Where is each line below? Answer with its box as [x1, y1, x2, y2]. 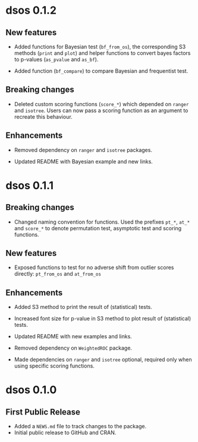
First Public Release [5, 407, 81, 417]
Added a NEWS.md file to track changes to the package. [14, 423, 147, 430]
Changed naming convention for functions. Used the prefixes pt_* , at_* [14, 218, 190, 225]
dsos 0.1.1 [5, 178, 54, 192]
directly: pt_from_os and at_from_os [14, 270, 102, 277]
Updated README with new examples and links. [14, 333, 132, 340]
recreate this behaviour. [14, 113, 73, 120]
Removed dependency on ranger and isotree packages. [14, 146, 153, 153]
